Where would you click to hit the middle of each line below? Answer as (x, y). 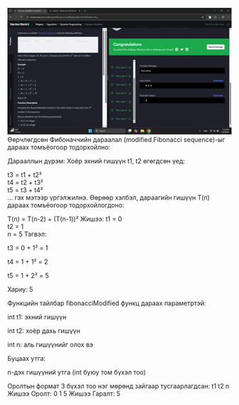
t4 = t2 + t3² (26, 182)
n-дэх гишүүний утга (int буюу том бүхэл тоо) (77, 372)
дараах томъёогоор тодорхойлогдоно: (66, 205)
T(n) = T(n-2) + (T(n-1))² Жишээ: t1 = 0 (65, 219)
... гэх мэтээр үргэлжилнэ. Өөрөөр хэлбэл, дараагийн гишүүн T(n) (108, 198)
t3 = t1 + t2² (25, 175)
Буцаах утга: (27, 358)
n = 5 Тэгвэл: (27, 234)
